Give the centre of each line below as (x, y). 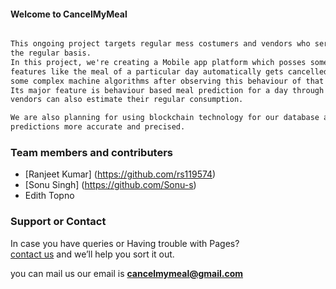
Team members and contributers (91, 152)
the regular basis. (51, 53)
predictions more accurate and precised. (98, 127)
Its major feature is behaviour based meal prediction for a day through (167, 90)
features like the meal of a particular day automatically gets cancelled (169, 71)
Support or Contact (58, 222)
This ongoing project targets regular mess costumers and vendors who (160, 44)
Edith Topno (49, 196)
